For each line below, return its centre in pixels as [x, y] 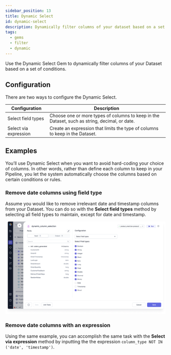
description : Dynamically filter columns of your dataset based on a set [85, 27]
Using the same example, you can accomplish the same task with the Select [85, 336]
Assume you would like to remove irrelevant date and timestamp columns [82, 204]
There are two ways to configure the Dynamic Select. [61, 97]
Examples [21, 151]
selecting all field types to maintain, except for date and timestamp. [76, 215]
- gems [17, 38]
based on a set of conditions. [36, 69]
